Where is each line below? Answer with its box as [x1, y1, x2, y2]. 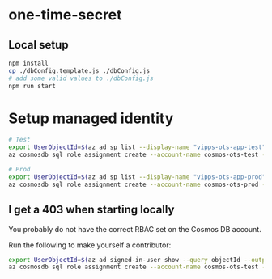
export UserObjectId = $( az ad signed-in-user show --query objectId [8, 256, 241, 264]
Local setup [8, 38, 69, 52]
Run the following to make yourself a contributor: [8, 240, 172, 250]
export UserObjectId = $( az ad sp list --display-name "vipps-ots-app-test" [8, 143, 266, 151]
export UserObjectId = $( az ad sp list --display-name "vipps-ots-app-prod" [8, 172, 266, 181]
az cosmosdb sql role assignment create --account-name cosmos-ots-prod [8, 180, 259, 188]
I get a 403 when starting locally [8, 203, 175, 217]
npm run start [8, 82, 57, 90]
